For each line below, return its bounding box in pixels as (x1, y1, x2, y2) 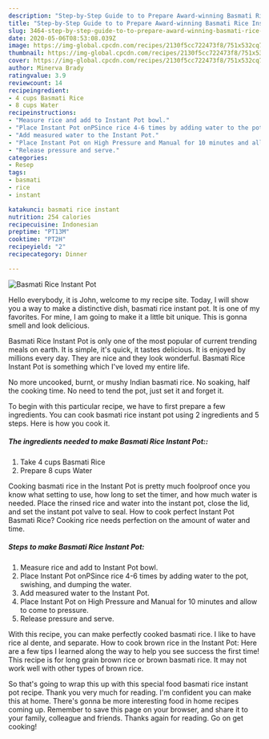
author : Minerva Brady (8, 64, 84, 72)
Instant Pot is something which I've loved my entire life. (8, 361, 191, 371)
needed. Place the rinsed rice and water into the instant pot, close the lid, (8, 498, 250, 508)
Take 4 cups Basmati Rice (19, 457, 106, 467)
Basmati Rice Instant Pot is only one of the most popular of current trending (8, 336, 258, 345)
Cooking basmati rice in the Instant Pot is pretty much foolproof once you (8, 481, 251, 491)
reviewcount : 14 (8, 79, 62, 87)
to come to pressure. (19, 605, 90, 614)
